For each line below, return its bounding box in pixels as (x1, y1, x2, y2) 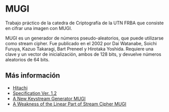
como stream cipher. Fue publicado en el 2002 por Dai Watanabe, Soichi (5, 40, 157, 46)
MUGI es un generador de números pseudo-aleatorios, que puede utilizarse (5, 35, 164, 41)
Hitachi (12, 85, 28, 91)
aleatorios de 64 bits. (5, 56, 50, 62)
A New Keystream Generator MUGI (12, 95, 86, 101)
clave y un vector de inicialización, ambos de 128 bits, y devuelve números (5, 51, 161, 57)
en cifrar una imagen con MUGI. (5, 25, 73, 31)
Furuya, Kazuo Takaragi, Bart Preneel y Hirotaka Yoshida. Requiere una (5, 46, 154, 52)
